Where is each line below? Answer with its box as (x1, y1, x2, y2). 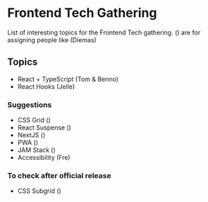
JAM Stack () (17, 146, 56, 154)
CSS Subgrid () (17, 187, 61, 195)
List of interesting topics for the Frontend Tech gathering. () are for (7, 28, 201, 37)
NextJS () (17, 131, 46, 139)
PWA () (17, 139, 39, 147)
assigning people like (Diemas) (7, 35, 97, 44)
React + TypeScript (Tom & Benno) (17, 75, 118, 83)
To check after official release (7, 170, 111, 180)
